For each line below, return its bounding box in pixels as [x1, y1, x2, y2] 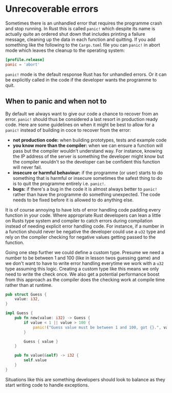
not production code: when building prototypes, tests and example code [12, 137, 167, 143]
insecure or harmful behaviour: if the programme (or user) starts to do [12, 170, 163, 176]
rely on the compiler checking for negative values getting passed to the [5, 234, 156, 240]
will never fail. [12, 164, 42, 170]
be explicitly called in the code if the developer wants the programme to [5, 76, 157, 82]
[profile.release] [5, 57, 45, 62]
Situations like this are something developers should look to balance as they [5, 376, 165, 382]
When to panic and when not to [5, 97, 107, 106]
